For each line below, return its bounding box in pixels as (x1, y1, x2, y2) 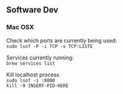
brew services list (6, 60, 55, 66)
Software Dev (6, 5, 58, 15)
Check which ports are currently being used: (6, 36, 118, 44)
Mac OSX (6, 23, 34, 32)
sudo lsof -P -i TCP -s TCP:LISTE (6, 43, 93, 49)
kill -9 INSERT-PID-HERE (6, 82, 69, 89)
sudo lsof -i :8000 (6, 77, 55, 84)
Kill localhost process (6, 71, 60, 78)
